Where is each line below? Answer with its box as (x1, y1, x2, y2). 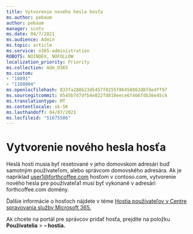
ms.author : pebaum (6, 14, 52, 20)
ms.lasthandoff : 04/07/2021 (6, 109, 77, 115)
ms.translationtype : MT (6, 98, 66, 104)
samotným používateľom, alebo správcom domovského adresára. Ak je (6, 167, 182, 174)
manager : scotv (6, 25, 44, 32)
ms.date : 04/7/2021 (6, 31, 55, 37)
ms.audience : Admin (6, 37, 55, 43)
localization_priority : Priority (6, 59, 90, 65)
